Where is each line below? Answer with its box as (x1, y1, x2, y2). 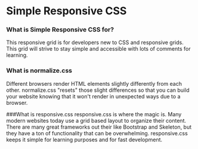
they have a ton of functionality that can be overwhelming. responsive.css (6, 129, 188, 136)
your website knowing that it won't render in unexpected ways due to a (6, 92, 181, 100)
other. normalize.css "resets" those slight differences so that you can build (6, 86, 190, 94)
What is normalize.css (6, 67, 73, 75)
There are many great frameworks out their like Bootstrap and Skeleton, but (6, 123, 192, 131)
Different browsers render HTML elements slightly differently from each (6, 80, 182, 87)
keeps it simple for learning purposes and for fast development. (6, 136, 163, 143)
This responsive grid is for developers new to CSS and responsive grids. (6, 39, 184, 46)
